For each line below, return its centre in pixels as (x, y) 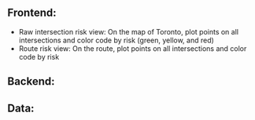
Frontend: (32, 13)
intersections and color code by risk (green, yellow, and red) (116, 40)
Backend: (31, 82)
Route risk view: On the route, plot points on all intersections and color (133, 48)
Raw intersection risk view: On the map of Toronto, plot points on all (129, 31)
